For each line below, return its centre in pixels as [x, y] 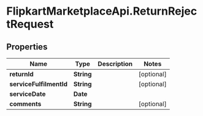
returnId [21, 74]
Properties [27, 47]
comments [25, 104]
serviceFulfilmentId [39, 84]
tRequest [30, 24]
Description [115, 64]
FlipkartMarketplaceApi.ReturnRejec [102, 11]
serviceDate [28, 94]
